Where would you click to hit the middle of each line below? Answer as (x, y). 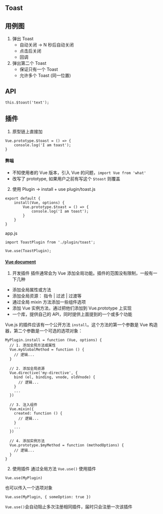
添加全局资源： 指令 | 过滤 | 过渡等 (47, 296)
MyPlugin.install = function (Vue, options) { (54, 340)
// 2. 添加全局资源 (27, 369)
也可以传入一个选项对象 (29, 488)
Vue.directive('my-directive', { (44, 373)
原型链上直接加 (27, 131)
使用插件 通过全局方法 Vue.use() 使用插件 (54, 469)
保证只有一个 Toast (39, 69)
